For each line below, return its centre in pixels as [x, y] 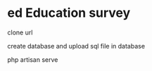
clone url [20, 32]
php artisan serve [33, 59]
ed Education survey [69, 13]
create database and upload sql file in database [76, 46]
